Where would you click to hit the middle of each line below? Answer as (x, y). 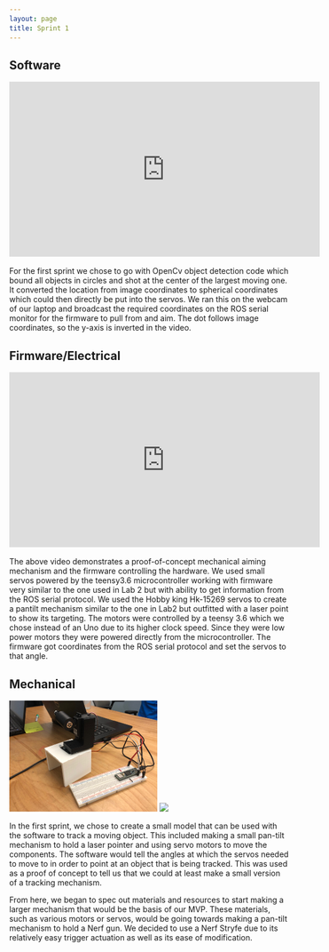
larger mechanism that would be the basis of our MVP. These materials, (140, 909)
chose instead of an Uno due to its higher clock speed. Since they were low (147, 628)
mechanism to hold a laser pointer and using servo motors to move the (138, 844)
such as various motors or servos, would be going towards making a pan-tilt (149, 918)
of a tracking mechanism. (55, 882)
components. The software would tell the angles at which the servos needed (149, 854)
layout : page (33, 19)
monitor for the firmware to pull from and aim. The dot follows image (134, 318)
